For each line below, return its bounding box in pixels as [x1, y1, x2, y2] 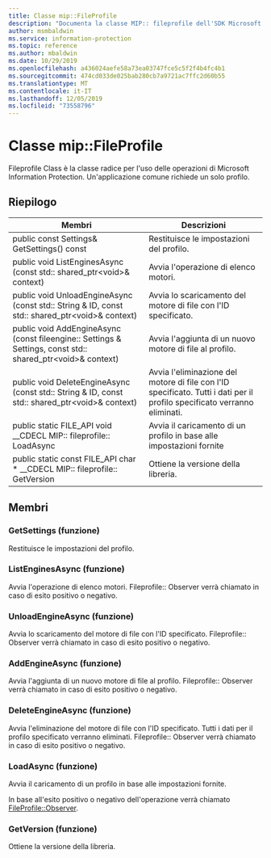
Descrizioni [181, 219, 227, 230]
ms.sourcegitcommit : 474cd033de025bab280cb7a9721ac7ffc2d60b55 [8, 72, 226, 80]
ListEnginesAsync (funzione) [8, 563, 125, 574]
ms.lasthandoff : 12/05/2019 [8, 95, 103, 103]
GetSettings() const [12, 243, 87, 254]
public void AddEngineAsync [12, 322, 122, 334]
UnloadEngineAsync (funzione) [8, 611, 135, 622]
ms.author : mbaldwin [8, 49, 78, 57]
